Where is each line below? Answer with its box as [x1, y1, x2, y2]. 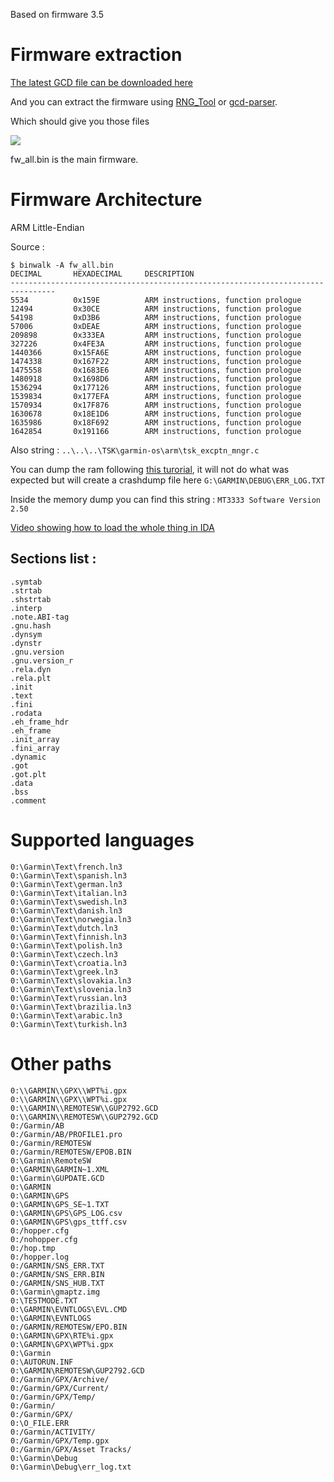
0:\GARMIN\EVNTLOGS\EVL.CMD [10, 1304, 128, 1314]
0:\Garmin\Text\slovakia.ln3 [10, 975, 132, 986]
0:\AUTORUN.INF [10, 1357, 74, 1367]
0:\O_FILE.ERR [10, 1418, 70, 1428]
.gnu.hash [10, 620, 52, 631]
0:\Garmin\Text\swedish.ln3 [10, 897, 128, 907]
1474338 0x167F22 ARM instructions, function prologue [10, 356, 302, 366]
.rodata [10, 708, 43, 718]
